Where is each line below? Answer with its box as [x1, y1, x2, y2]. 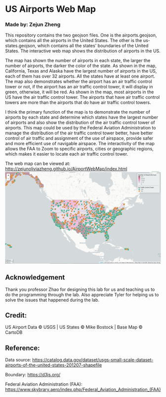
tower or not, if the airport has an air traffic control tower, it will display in [5, 84, 153, 90]
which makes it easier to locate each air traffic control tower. [5, 151, 128, 157]
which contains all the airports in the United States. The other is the [5, 38, 142, 43]
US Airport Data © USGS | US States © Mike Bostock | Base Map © [5, 324, 143, 330]
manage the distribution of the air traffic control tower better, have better [5, 130, 153, 136]
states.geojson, [5, 43, 37, 49]
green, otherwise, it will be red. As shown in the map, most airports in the [5, 89, 154, 95]
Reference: [5, 344, 40, 352]
